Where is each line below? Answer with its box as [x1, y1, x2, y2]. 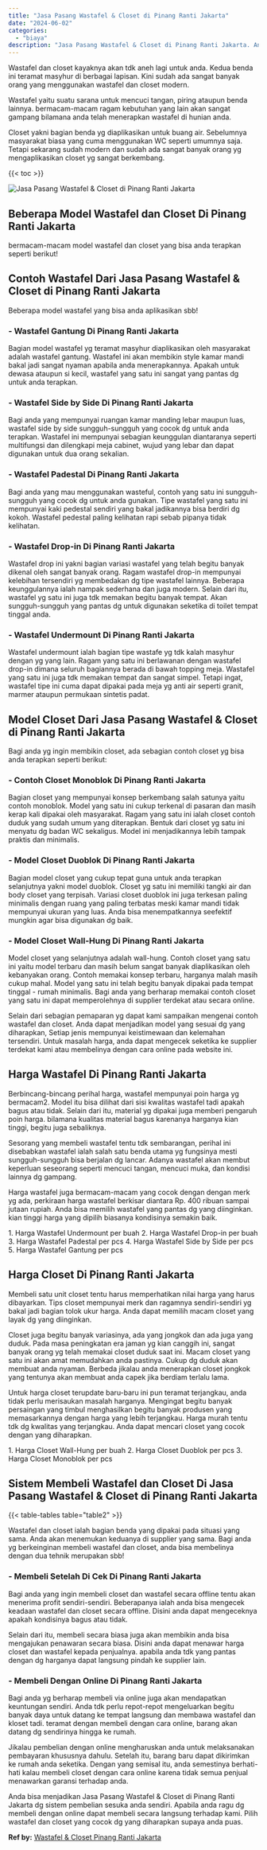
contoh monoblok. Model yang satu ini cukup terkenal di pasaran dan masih [8, 801, 257, 811]
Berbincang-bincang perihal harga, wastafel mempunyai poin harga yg [8, 1089, 240, 1098]
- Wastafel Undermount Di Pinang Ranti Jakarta [8, 629, 195, 641]
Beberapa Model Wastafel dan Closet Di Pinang [8, 207, 246, 220]
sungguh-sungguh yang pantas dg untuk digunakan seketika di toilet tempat [8, 601, 258, 610]
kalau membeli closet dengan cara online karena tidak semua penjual [22, 1767, 249, 1777]
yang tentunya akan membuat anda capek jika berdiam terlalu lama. [8, 1372, 230, 1381]
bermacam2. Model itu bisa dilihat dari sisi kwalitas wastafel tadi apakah [8, 1097, 245, 1107]
